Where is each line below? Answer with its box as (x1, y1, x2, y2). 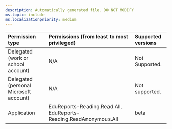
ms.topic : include (5, 12, 45, 17)
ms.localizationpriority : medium (5, 17, 77, 22)
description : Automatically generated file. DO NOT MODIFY (5, 7, 134, 13)
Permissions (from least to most (48, 33, 129, 40)
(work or (8, 55, 29, 62)
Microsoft (8, 88, 31, 95)
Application (8, 109, 35, 116)
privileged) (48, 39, 76, 46)
